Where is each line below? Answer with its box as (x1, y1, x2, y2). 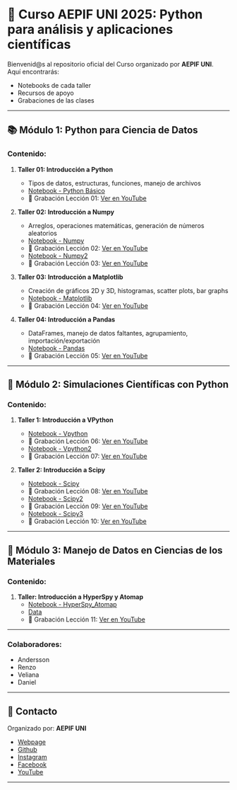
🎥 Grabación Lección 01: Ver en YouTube (28, 194, 147, 202)
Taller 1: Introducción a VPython (17, 416, 114, 424)
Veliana (17, 670, 39, 679)
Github (17, 745, 37, 754)
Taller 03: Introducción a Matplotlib (17, 273, 123, 281)
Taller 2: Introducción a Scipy (17, 466, 106, 474)
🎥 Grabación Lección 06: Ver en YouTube (28, 437, 148, 445)
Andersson (17, 656, 50, 664)
